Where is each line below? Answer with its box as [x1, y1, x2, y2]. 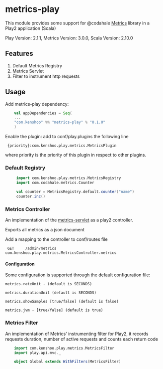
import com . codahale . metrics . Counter [16, 181, 94, 185]
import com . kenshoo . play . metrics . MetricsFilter [14, 346, 114, 351]
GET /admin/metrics [7, 246, 57, 251]
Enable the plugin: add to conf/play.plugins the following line [5, 134, 129, 140]
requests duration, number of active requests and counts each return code [5, 336, 158, 342]
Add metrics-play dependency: [5, 101, 69, 107]
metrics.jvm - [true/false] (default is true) [5, 308, 103, 313]
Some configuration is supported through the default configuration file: [5, 272, 151, 278]
